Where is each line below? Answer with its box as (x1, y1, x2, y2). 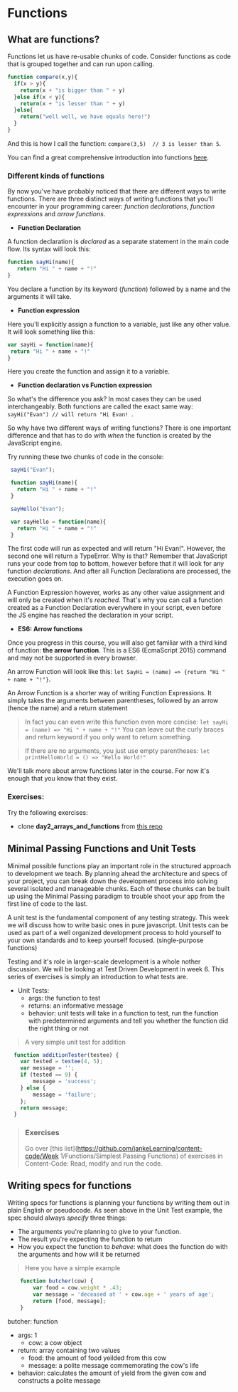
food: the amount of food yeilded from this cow (28, 1354, 167, 1362)
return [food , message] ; (33, 1297, 107, 1305)
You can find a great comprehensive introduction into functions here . (7, 153, 210, 162)
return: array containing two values (17, 1346, 121, 1354)
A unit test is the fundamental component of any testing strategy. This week (7, 913, 229, 922)
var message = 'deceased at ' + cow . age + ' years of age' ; (33, 1291, 215, 1298)
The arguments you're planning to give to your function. (17, 1228, 181, 1236)
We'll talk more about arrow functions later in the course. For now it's (7, 766, 210, 775)
